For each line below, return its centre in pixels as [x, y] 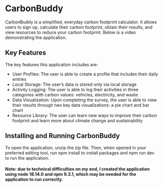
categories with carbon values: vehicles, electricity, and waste [75, 94]
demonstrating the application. [36, 37]
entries [19, 79]
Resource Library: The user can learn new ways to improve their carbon [85, 115]
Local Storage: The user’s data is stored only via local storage [74, 84]
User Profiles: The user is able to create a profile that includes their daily [85, 74]
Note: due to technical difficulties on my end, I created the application [78, 169]
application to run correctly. [34, 179]
